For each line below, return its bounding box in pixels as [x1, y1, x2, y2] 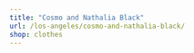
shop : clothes [9, 30, 64, 39]
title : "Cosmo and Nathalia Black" [9, 13, 145, 22]
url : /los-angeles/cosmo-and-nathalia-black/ [9, 22, 185, 31]
